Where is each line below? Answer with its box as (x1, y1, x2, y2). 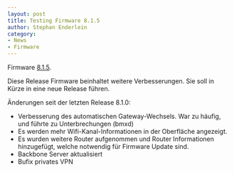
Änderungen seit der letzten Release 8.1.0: (7, 98, 131, 107)
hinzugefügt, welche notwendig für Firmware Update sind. (17, 142, 189, 150)
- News (7, 37, 27, 44)
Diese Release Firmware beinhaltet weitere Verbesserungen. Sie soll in (7, 77, 215, 85)
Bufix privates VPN (17, 157, 73, 166)
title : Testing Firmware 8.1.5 (7, 17, 100, 24)
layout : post (7, 10, 46, 18)
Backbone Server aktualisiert (17, 150, 103, 158)
